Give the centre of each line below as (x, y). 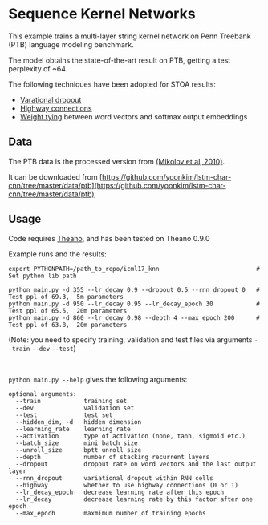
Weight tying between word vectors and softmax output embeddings (134, 116)
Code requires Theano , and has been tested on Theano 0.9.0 (109, 238)
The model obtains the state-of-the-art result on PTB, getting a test (120, 60)
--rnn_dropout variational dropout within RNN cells (115, 478)
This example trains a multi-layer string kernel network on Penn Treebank (130, 36)
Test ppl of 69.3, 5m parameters (66, 297)
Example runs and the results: (57, 254)
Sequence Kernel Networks (102, 14)
